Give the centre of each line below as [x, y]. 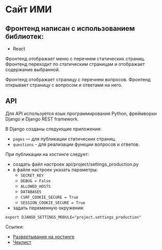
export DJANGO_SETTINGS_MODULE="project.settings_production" [73, 217]
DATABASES [31, 192]
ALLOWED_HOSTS [35, 186]
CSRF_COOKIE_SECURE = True [49, 197]
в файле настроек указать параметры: [55, 169]
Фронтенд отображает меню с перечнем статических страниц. [75, 59]
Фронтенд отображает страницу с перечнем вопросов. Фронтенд [78, 80]
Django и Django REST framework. [42, 119]
